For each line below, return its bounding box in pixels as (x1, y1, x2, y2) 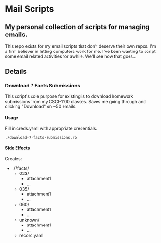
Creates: (5, 156, 22, 162)
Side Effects (5, 145, 30, 151)
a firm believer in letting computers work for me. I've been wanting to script (5, 49, 156, 54)
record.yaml (19, 232, 44, 239)
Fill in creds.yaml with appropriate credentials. (5, 125, 97, 131)
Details (5, 68, 27, 76)
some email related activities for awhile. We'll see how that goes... (5, 53, 137, 59)
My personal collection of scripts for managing (5, 23, 150, 31)
